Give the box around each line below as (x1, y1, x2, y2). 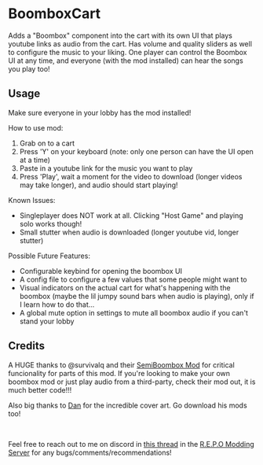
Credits (8, 339, 46, 352)
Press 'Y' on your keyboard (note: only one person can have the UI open (19, 146, 254, 156)
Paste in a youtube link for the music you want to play (19, 163, 193, 173)
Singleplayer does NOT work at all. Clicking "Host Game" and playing (19, 210, 243, 220)
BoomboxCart (8, 5, 101, 23)
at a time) (19, 155, 51, 164)
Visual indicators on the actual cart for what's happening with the (19, 282, 231, 292)
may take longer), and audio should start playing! (19, 180, 178, 190)
